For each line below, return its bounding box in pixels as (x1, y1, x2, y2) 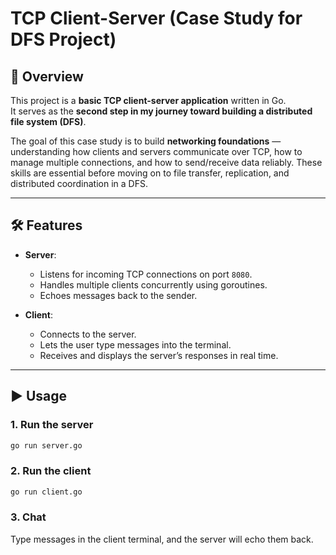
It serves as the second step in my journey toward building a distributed (10, 105, 313, 117)
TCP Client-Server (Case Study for (10, 7, 303, 30)
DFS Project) (10, 28, 117, 51)
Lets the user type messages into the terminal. (39, 338, 232, 351)
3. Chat (10, 510, 47, 524)
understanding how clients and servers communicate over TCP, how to (10, 146, 303, 157)
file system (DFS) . (10, 116, 87, 127)
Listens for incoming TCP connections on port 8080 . (39, 268, 253, 280)
